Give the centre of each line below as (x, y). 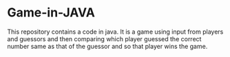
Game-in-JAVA (51, 13)
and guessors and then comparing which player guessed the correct (104, 38)
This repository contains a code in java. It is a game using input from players (115, 32)
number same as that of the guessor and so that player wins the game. (107, 46)
